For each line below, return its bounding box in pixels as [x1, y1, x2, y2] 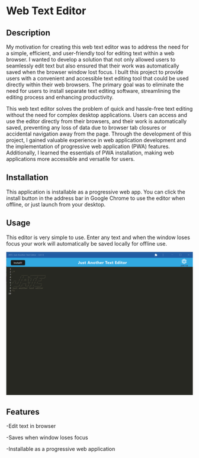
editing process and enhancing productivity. [6, 93, 114, 101]
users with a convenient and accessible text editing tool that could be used [6, 75, 189, 82]
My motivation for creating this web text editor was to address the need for [6, 43, 189, 50]
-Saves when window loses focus [6, 434, 88, 441]
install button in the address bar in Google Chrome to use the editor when [6, 194, 185, 202]
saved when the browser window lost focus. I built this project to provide [6, 69, 184, 75]
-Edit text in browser [6, 422, 56, 430]
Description [6, 28, 50, 38]
